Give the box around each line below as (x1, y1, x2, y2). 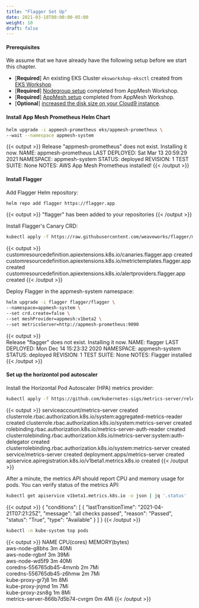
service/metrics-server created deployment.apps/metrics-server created (6, 451, 185, 458)
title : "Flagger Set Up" (6, 8, 68, 15)
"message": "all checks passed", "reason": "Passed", (43, 509, 173, 517)
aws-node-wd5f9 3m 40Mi (6, 557, 72, 565)
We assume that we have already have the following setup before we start (6, 57, 187, 64)
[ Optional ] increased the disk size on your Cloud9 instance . (14, 100, 161, 107)
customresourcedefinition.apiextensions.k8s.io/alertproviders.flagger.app (6, 270, 185, 277)
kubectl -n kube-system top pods (6, 527, 89, 534)
